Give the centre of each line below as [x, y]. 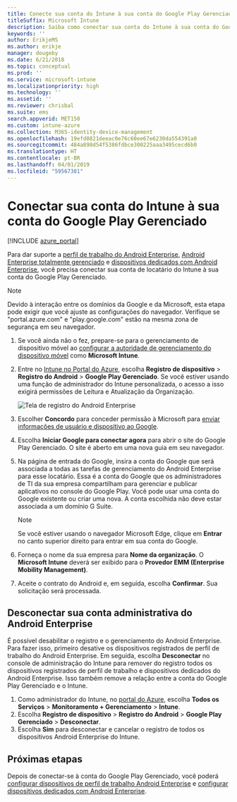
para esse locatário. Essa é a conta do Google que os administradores [120, 476]
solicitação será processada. [59, 590]
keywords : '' [26, 34]
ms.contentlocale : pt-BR [44, 158]
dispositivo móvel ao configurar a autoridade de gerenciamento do [114, 348]
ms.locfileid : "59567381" [45, 171]
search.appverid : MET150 [44, 119]
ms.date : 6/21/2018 [36, 60]
